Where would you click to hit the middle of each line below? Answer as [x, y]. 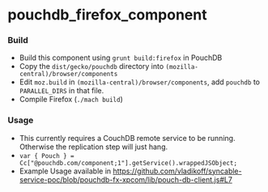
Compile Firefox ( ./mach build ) [71, 100]
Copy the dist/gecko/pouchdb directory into [91, 66]
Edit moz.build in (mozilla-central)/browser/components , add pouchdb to [140, 82]
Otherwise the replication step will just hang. [94, 147]
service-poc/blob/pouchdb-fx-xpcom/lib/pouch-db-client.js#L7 [125, 179]
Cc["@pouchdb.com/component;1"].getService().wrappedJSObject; [128, 163]
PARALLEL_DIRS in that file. [62, 91]
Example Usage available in [65, 171]
